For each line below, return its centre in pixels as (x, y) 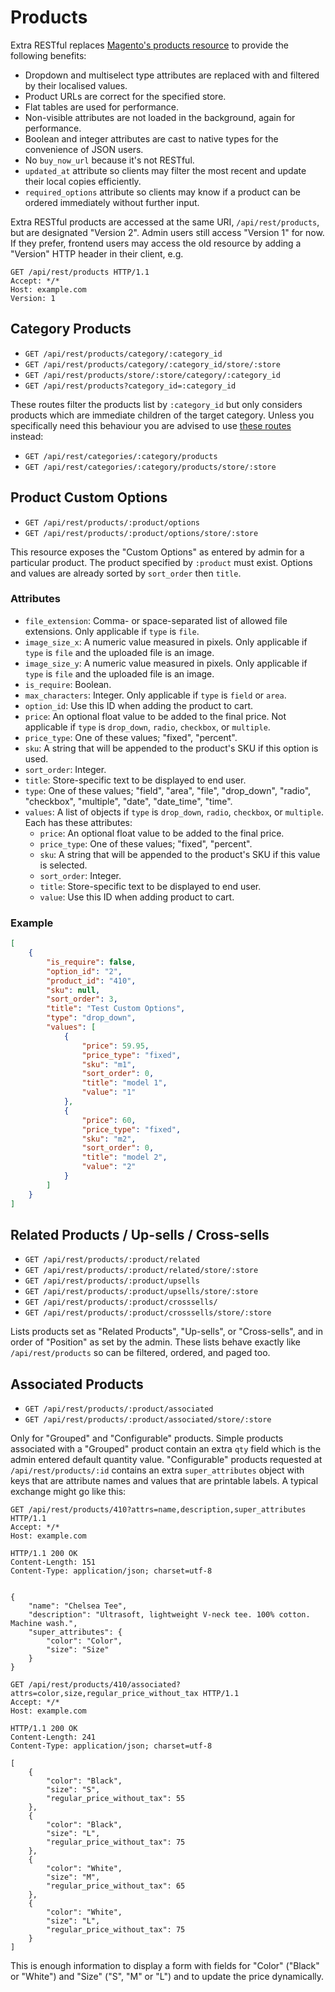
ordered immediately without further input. (112, 202)
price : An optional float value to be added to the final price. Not (155, 716)
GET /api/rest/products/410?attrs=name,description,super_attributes (158, 1510)
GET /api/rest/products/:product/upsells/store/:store (141, 1292)
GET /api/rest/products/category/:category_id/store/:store (152, 364)
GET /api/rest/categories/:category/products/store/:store (150, 467)
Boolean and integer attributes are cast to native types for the (151, 138)
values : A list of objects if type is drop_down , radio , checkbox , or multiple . (174, 812)
